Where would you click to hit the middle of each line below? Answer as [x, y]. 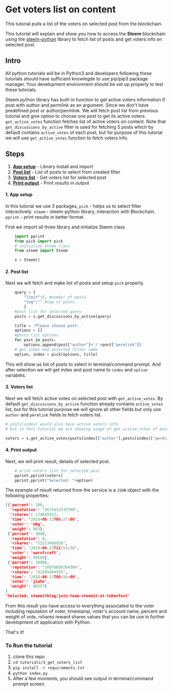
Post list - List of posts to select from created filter [66, 172]
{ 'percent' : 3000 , [27, 534]
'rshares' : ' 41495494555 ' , [39, 572]
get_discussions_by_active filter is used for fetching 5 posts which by [80, 127]
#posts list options [37, 335]
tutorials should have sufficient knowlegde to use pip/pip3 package [77, 79]
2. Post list [17, 272]
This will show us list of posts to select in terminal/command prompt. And [83, 364]
